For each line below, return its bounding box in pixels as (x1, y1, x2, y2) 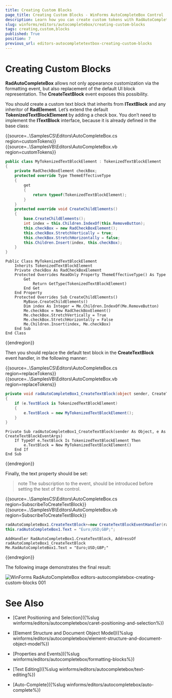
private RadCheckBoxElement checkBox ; (14, 168, 97, 173)
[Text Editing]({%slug (12, 666, 58, 672)
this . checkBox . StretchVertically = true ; (24, 230, 114, 236)
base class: (5, 123, 30, 129)
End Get (24, 286, 40, 291)
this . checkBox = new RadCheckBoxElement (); (24, 225, 118, 231)
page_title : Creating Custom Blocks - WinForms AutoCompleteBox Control (5, 12, 164, 17)
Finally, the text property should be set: (5, 471, 88, 477)
